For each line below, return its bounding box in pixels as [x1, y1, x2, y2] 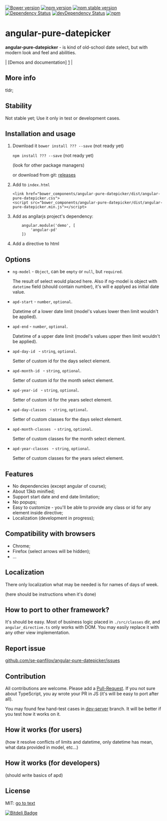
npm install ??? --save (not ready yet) [12, 153, 94, 159]
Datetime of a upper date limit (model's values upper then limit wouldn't [12, 333, 160, 339]
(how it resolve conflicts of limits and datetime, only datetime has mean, [5, 739, 153, 745]
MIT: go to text [5, 800, 35, 806]
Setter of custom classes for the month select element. [12, 436, 126, 442]
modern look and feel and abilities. [5, 49, 76, 55]
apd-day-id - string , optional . [12, 348, 77, 354]
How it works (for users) [5, 726, 82, 734]
